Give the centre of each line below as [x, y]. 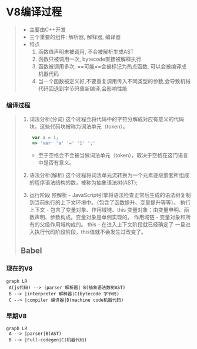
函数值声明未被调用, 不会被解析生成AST [86, 51]
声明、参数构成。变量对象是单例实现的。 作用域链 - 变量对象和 [110, 217]
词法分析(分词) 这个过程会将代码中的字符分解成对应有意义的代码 [106, 119]
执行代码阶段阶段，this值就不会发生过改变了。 [91, 232]
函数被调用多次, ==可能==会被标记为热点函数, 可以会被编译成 [112, 66]
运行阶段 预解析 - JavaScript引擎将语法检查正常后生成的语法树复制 [110, 195]
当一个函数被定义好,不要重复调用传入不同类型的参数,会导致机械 [114, 81]
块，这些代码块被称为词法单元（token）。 [79, 127]
